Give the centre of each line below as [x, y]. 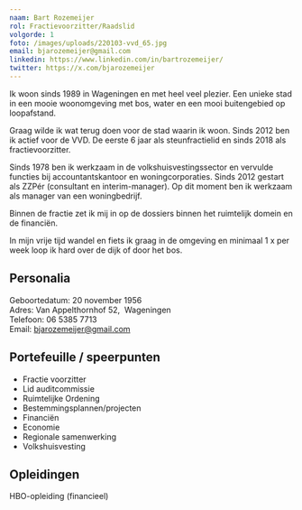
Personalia [40, 278]
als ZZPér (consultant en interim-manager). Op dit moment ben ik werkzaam [151, 186]
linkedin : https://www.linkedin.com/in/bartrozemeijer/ [116, 60]
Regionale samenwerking [69, 436]
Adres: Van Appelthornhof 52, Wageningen [90, 310]
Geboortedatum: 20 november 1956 [76, 300]
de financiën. [34, 223]
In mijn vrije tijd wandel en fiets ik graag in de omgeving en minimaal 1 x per [150, 240]
